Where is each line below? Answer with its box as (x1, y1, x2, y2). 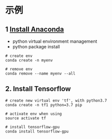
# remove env (5, 66, 33, 72)
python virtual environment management (12, 38, 97, 44)
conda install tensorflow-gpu (5, 129, 69, 134)
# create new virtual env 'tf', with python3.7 (5, 98, 107, 103)
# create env (5, 53, 33, 58)
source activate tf (5, 115, 46, 121)
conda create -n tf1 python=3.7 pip (5, 102, 82, 107)
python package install (12, 44, 60, 49)
